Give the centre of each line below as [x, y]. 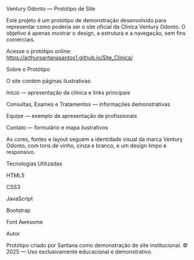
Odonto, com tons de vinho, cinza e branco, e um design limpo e [86, 146]
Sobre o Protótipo [28, 69]
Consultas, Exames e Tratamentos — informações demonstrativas [88, 104]
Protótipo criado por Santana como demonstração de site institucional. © [97, 245]
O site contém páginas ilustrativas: [49, 81]
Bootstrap [19, 210]
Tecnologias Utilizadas [34, 164]
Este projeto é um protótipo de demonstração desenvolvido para [86, 20]
